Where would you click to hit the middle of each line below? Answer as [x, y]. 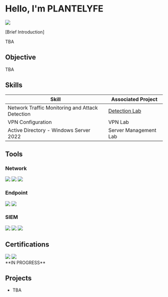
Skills [14, 85]
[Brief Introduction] [25, 32]
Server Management [132, 130]
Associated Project [134, 99]
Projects [18, 278]
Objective [21, 57]
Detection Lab [125, 110]
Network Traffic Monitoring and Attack [53, 107]
